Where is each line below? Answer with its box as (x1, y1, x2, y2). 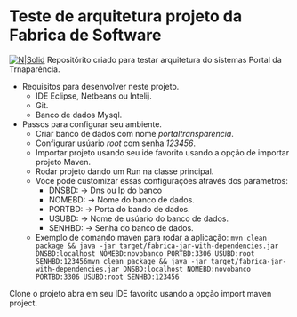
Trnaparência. (9, 64, 60, 75)
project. (9, 297, 38, 308)
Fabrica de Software (9, 25, 162, 45)
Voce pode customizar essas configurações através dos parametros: (35, 175, 289, 186)
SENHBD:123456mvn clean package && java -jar (35, 257, 207, 265)
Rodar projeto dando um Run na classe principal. (35, 166, 214, 177)
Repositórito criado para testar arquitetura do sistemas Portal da (46, 54, 282, 65)
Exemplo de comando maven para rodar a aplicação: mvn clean (35, 232, 267, 242)
